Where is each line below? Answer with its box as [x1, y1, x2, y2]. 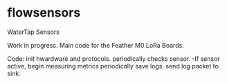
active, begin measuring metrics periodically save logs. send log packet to [7, 62, 219, 70]
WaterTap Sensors [7, 28, 60, 36]
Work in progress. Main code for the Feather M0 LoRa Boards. [7, 41, 185, 49]
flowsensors [7, 5, 81, 21]
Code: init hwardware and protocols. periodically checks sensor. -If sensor [7, 54, 220, 63]
